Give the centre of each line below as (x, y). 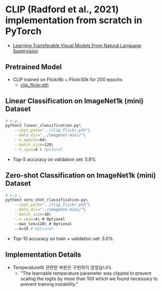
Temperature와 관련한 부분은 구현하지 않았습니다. (63, 267)
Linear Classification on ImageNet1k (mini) (75, 101)
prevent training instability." (49, 284)
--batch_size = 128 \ (34, 145)
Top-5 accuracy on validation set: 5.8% (54, 159)
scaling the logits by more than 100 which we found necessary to (89, 279)
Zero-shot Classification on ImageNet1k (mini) (81, 176)
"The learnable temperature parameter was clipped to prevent (86, 274)
